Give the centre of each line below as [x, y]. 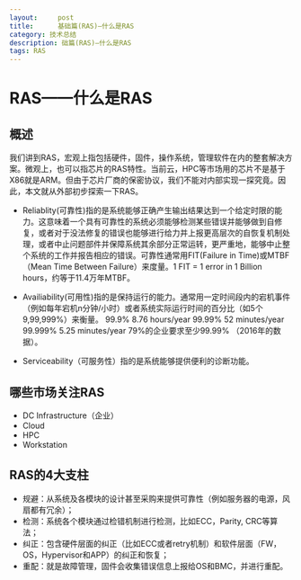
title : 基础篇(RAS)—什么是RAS [72, 26]
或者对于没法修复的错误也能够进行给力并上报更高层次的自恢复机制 [160, 233]
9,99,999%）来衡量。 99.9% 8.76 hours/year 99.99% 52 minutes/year [153, 319]
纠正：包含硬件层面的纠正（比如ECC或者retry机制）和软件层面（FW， [151, 543]
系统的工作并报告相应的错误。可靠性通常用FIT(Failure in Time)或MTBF [160, 255]
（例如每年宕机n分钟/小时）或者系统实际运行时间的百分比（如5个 [142, 308]
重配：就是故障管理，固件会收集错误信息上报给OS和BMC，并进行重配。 [155, 566]
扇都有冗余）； [48, 510]
